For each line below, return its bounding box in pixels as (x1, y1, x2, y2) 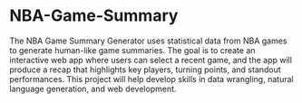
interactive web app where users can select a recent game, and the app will (9, 54, 293, 65)
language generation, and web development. (9, 83, 177, 94)
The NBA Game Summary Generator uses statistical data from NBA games (9, 35, 287, 46)
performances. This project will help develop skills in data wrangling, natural (9, 73, 294, 84)
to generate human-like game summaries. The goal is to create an (9, 44, 256, 55)
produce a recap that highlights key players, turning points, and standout (9, 64, 281, 75)
